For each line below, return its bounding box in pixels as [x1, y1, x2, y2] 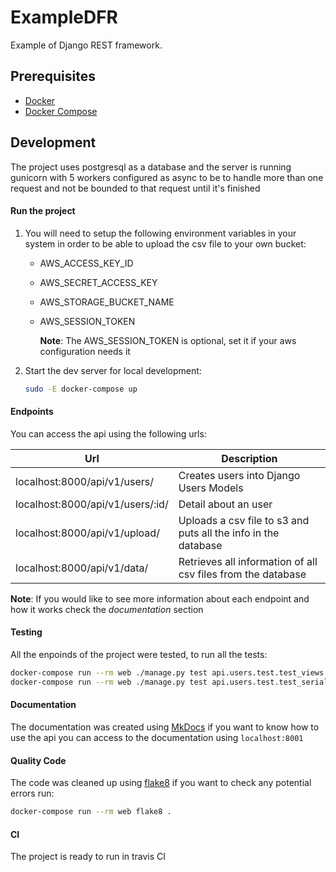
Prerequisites [10, 68, 96, 85]
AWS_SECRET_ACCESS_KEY [39, 276, 158, 288]
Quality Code [10, 754, 67, 766]
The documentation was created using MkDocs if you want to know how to [10, 721, 320, 733]
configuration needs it [39, 345, 131, 357]
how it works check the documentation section [10, 603, 204, 615]
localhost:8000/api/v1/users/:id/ [15, 497, 169, 511]
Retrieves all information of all [178, 554, 318, 568]
